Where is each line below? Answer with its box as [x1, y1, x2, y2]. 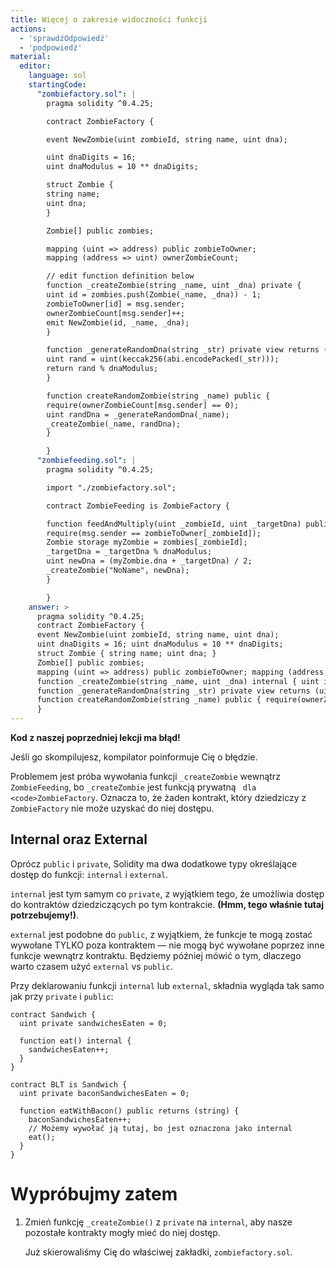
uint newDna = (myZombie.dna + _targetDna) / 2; [46, 556, 253, 566]
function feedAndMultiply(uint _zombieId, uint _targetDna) [46, 519, 302, 529]
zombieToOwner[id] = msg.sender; [46, 299, 186, 309]
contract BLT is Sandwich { [10, 1079, 128, 1090]
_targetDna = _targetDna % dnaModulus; [46, 547, 213, 557]
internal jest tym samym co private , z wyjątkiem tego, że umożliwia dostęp [10, 887, 325, 900]
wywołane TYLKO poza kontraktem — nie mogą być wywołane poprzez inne [10, 939, 325, 951]
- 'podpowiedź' [19, 42, 83, 53]
